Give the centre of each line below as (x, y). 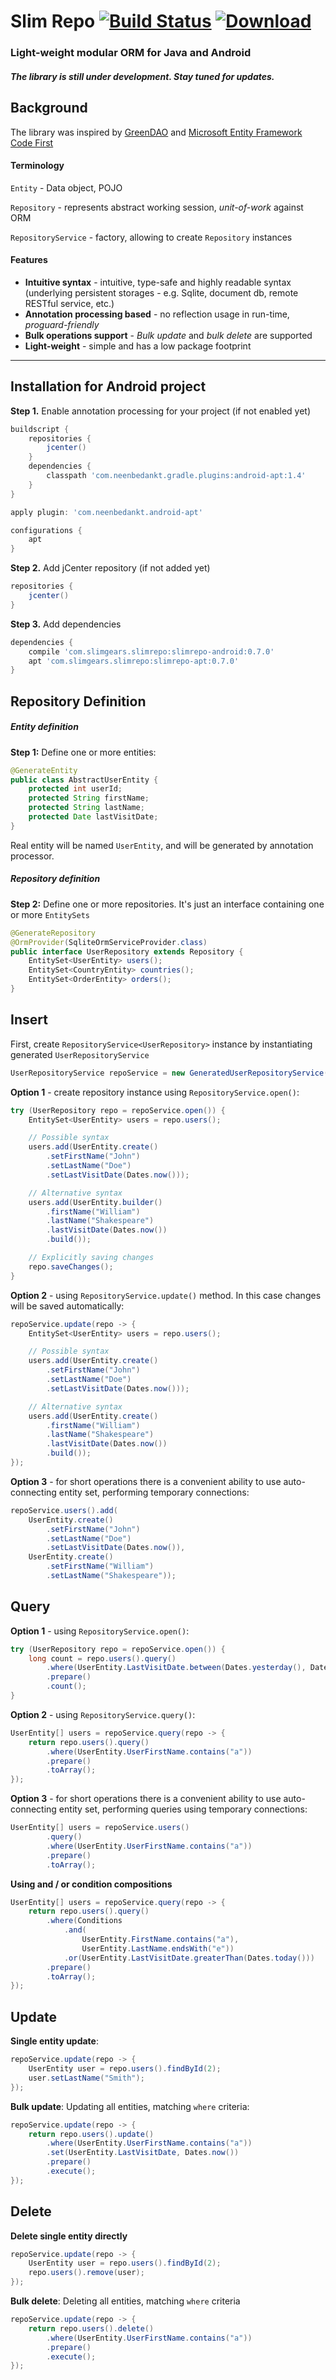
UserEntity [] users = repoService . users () (100, 1828)
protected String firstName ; (89, 798)
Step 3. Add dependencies (66, 624)
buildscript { (40, 429)
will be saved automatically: (67, 1306)
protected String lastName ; (86, 808)
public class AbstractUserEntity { (84, 780)
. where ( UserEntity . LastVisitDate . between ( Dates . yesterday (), (176, 1668)
